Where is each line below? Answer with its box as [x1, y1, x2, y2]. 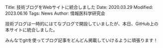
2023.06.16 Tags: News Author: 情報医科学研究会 [5, 10, 105, 16]
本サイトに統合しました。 [5, 27, 58, 33]
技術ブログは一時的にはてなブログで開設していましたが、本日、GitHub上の [5, 21, 159, 26]
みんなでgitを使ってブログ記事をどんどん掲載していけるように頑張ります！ [5, 37, 158, 43]
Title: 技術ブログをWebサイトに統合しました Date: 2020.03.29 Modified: [5, 4, 153, 10]
